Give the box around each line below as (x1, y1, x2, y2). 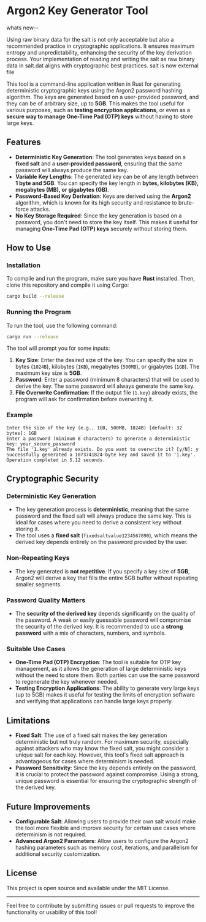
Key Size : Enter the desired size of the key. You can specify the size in (15, 357, 193, 364)
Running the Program (6, 308, 72, 316)
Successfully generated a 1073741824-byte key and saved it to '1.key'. (6, 452, 196, 458)
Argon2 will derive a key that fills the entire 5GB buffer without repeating (15, 574, 198, 581)
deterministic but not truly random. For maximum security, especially (15, 738, 189, 746)
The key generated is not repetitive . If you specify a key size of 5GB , (15, 567, 190, 575)
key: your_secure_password (6, 440, 75, 447)
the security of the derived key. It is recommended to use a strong (15, 623, 183, 630)
